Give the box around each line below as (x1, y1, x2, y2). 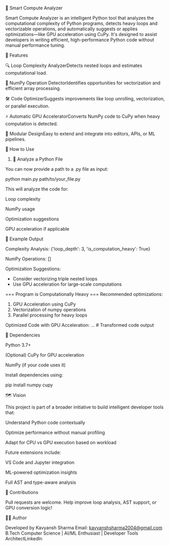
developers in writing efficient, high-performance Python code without (5, 37, 155, 43)
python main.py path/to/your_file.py (5, 176, 81, 182)
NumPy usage (5, 206, 35, 212)
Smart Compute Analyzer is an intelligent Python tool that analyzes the (5, 15, 154, 21)
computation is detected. (5, 121, 58, 127)
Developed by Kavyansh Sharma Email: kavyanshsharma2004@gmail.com (5, 525, 163, 531)
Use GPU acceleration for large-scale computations (12, 281, 122, 287)
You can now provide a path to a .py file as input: (5, 166, 109, 172)
